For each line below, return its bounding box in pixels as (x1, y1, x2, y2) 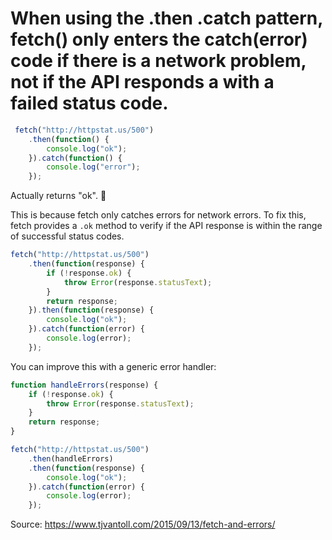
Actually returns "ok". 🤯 (10, 190, 107, 202)
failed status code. (10, 92, 169, 115)
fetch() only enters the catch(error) (10, 28, 308, 51)
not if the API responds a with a (10, 71, 275, 94)
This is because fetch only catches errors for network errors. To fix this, (10, 209, 307, 221)
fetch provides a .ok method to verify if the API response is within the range (10, 220, 323, 232)
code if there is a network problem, (10, 50, 307, 72)
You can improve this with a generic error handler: (10, 360, 217, 372)
